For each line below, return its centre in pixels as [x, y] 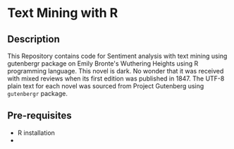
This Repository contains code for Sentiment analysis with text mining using [117, 56]
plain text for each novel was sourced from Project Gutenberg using [106, 86]
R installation [36, 133]
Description [33, 39]
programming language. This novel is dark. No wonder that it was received [116, 71]
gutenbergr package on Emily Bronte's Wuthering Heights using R [103, 64]
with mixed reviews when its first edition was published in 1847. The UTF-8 [116, 78]
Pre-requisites [39, 115]
